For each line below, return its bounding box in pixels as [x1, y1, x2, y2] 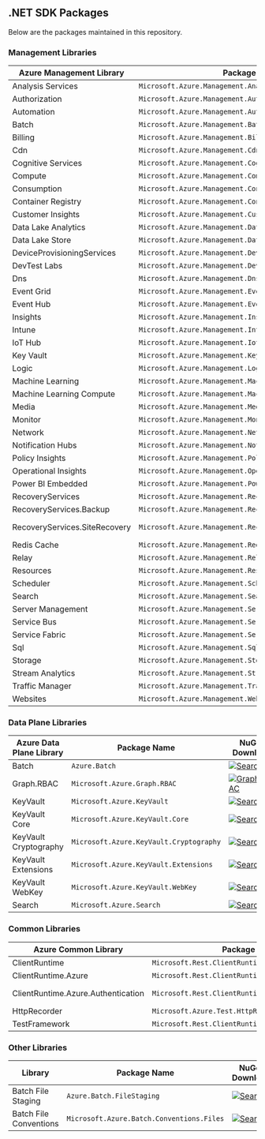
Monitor [12, 414, 42, 425]
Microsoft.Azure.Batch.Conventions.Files [66, 1115, 225, 1123]
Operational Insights [12, 466, 87, 477]
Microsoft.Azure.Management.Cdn [138, 146, 260, 155]
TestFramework [12, 1018, 70, 1029]
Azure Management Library [18, 67, 125, 78]
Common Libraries [8, 924, 81, 935]
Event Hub [12, 299, 51, 310]
